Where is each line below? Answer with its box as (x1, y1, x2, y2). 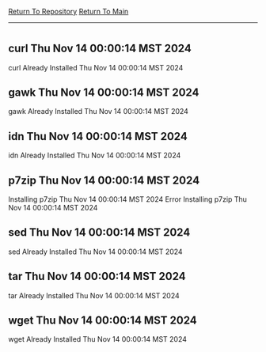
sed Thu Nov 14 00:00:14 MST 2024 (8, 225, 191, 240)
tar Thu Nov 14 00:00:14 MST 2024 (8, 270, 186, 283)
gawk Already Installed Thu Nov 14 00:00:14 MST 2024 (8, 107, 188, 116)
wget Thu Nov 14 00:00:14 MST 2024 (8, 314, 197, 327)
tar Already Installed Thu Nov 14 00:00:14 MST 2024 (8, 290, 180, 300)
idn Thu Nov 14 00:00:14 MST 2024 (8, 130, 188, 143)
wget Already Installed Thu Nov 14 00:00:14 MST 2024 (8, 335, 188, 344)
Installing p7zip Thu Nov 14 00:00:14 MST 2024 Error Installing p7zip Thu (8, 195, 248, 204)
